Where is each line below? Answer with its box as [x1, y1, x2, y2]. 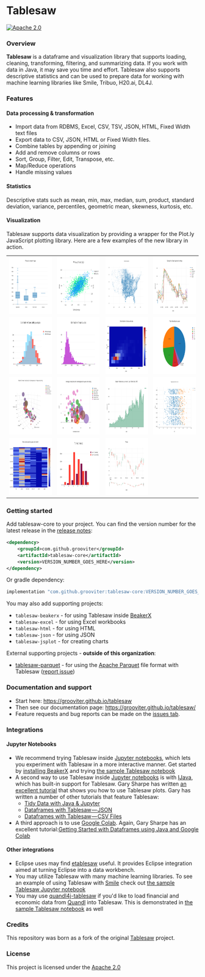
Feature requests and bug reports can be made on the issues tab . [15, 710, 180, 717]
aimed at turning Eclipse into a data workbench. [15, 866, 135, 873]
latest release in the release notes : [6, 527, 93, 534]
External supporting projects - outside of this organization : [6, 649, 156, 657]
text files [15, 130, 38, 137]
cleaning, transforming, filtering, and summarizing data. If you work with [6, 59, 188, 67]
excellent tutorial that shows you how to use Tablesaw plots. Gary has [15, 786, 191, 794]
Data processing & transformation [6, 109, 95, 117]
